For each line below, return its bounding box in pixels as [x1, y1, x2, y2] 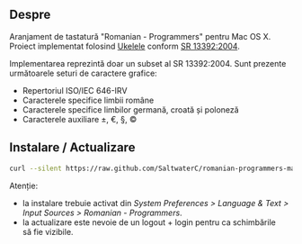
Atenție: [9, 180, 39, 191]
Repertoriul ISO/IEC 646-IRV [22, 85, 128, 95]
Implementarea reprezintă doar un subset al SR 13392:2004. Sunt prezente [9, 58, 287, 68]
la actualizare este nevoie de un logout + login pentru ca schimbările [22, 216, 276, 228]
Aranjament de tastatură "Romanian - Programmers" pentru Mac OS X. [9, 31, 271, 41]
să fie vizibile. [22, 226, 74, 237]
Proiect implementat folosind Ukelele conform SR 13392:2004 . [9, 41, 240, 51]
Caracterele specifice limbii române [22, 95, 155, 105]
